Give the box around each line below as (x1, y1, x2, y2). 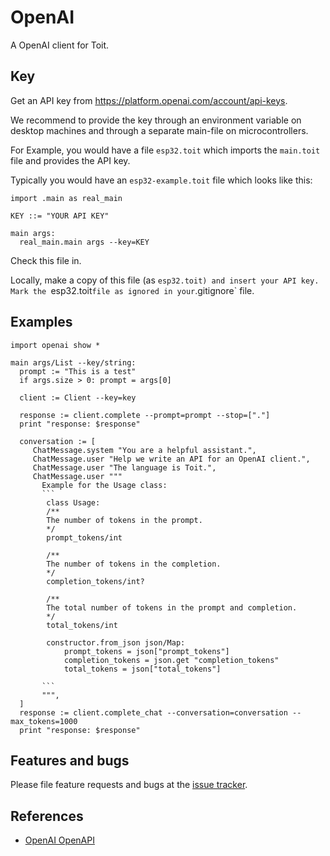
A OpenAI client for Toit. (10, 39, 110, 51)
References (10, 807, 84, 825)
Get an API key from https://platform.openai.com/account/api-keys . (10, 94, 288, 106)
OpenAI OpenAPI (24, 834, 95, 846)
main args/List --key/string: (10, 357, 137, 368)
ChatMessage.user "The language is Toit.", (32, 462, 217, 473)
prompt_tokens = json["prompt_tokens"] (63, 646, 230, 656)
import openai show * (10, 340, 101, 350)
